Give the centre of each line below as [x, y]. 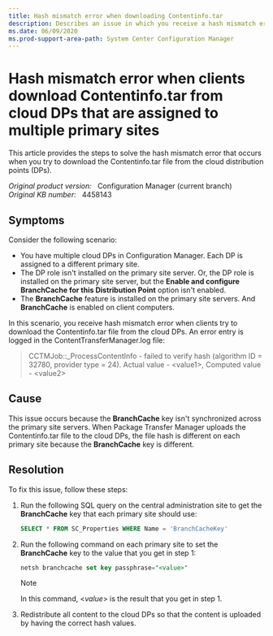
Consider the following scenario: [63, 240]
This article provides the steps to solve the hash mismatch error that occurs [135, 153]
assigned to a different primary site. [80, 264]
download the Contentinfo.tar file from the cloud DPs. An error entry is [126, 331]
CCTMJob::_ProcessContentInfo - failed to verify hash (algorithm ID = [145, 356]
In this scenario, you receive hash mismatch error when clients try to [123, 323]
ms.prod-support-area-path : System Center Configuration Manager [121, 39]
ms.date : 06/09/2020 [43, 31]
